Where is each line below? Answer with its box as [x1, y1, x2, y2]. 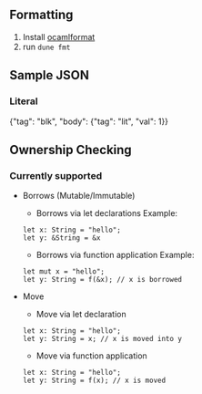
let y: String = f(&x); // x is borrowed [22, 275, 182, 285]
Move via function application [35, 350, 147, 361]
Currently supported [9, 169, 103, 181]
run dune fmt [22, 41, 71, 52]
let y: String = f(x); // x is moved [22, 376, 167, 386]
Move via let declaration [35, 309, 126, 320]
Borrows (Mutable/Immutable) [22, 191, 136, 202]
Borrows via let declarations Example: [35, 208, 178, 219]
